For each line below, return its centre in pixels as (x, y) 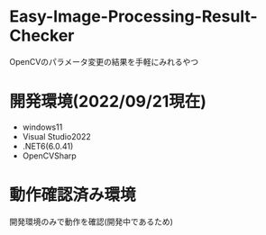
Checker (42, 36)
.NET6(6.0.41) (48, 146)
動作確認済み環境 (73, 195)
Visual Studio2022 (57, 136)
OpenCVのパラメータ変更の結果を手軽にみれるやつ (104, 61)
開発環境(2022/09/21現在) (108, 102)
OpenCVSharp (49, 156)
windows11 (42, 127)
